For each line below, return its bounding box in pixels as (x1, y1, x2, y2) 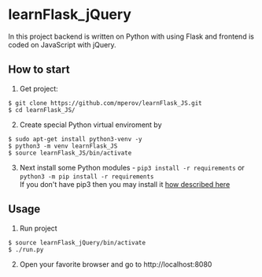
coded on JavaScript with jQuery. (8, 39, 116, 49)
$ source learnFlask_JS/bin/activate (8, 148, 132, 157)
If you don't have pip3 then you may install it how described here (19, 179, 231, 189)
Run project (19, 223, 57, 233)
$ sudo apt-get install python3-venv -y (8, 135, 143, 143)
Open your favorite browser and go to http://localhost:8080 (19, 259, 212, 269)
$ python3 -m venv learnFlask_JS (8, 142, 118, 150)
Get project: (19, 84, 59, 93)
